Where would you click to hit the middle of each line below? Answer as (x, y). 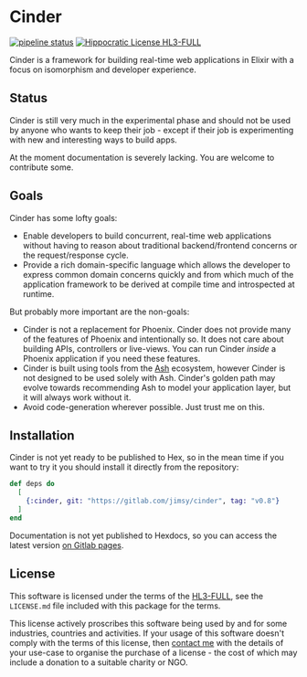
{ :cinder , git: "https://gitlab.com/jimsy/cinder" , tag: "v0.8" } (153, 501)
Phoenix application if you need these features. (111, 358)
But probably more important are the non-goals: (100, 312)
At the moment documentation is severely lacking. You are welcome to (142, 157)
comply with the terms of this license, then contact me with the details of (147, 642)
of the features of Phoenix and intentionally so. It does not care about (153, 339)
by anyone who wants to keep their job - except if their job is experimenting (152, 130)
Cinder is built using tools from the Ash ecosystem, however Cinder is (154, 368)
